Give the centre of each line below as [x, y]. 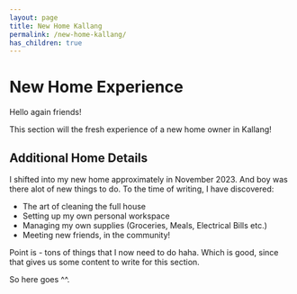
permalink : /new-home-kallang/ [68, 34]
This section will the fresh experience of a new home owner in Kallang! [140, 129]
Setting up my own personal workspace [96, 216]
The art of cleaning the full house [84, 206]
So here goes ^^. [40, 279]
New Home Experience [96, 87]
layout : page [34, 18]
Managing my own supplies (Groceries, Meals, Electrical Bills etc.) [145, 225]
